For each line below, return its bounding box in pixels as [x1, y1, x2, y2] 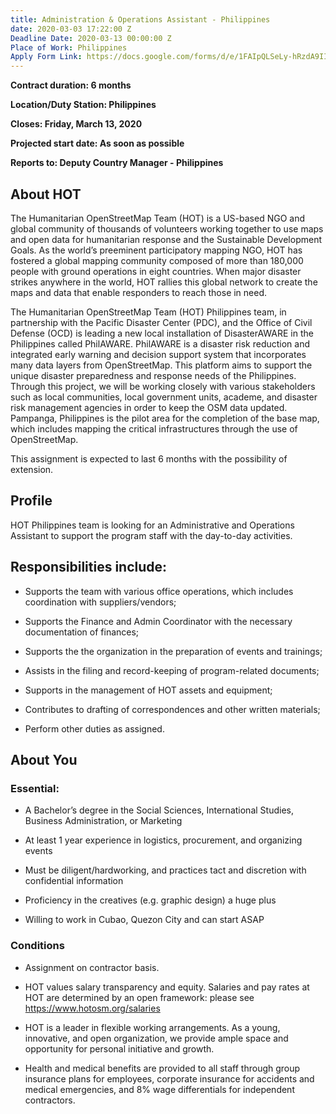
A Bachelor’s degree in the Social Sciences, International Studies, [24, 804, 294, 816]
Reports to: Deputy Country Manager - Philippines [10, 157, 224, 169]
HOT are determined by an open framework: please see [24, 991, 255, 1003]
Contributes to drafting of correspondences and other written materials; [24, 703, 321, 715]
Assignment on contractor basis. [24, 961, 160, 973]
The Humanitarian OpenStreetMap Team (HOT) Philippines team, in [10, 306, 287, 318]
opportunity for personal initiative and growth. [24, 1042, 215, 1055]
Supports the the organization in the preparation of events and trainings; [24, 645, 323, 657]
